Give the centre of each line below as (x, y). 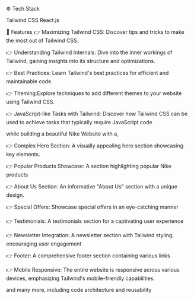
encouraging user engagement (44, 244)
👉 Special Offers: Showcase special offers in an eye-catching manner (93, 207)
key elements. (23, 154)
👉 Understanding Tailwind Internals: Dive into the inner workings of (89, 52)
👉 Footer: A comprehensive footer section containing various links (88, 256)
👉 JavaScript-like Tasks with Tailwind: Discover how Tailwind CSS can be (97, 114)
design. (15, 195)
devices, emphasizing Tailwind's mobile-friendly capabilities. (81, 278)
